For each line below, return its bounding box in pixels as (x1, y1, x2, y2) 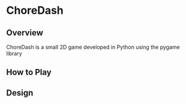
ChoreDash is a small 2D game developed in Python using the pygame (6, 43, 180, 50)
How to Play (6, 67, 52, 78)
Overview (6, 28, 44, 38)
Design (6, 88, 34, 98)
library (6, 50, 22, 57)
